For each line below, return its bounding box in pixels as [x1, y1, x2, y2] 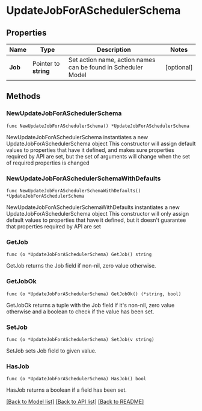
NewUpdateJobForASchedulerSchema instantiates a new [6, 133, 148, 140]
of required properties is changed [6, 159, 90, 166]
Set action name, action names [68, 55, 156, 64]
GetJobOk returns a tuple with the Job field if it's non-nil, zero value [6, 301, 175, 309]
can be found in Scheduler [68, 63, 143, 71]
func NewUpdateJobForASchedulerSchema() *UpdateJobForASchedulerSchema [6, 123, 189, 129]
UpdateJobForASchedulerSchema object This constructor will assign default [6, 140, 196, 147]
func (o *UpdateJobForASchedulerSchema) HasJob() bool [6, 376, 147, 382]
